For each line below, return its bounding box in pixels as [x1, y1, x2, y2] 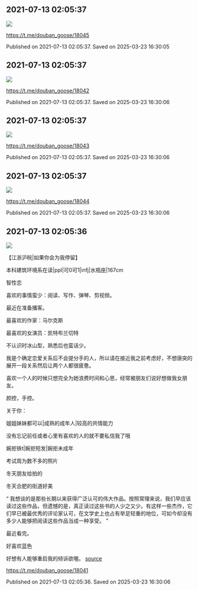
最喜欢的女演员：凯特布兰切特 [6, 330, 79, 337]
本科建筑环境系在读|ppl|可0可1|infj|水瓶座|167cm [6, 266, 124, 274]
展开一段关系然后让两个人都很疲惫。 [6, 362, 95, 369]
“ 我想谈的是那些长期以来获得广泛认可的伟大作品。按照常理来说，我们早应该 [6, 495, 191, 502]
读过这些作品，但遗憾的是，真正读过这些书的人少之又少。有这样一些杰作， [6, 502, 187, 510]
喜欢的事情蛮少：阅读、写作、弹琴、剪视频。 [6, 292, 115, 299]
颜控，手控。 [6, 395, 37, 402]
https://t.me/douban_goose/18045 [6, 31, 90, 38]
